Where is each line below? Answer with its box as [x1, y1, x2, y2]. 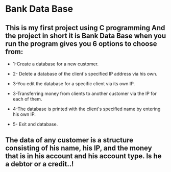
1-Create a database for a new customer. [12, 61, 99, 67]
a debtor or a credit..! [5, 160, 74, 168]
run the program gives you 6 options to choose [5, 39, 157, 48]
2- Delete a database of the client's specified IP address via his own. [12, 71, 157, 77]
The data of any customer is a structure [5, 136, 134, 144]
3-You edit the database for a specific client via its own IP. [12, 81, 135, 87]
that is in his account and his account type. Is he [5, 152, 162, 161]
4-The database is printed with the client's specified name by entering [12, 106, 161, 112]
